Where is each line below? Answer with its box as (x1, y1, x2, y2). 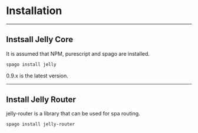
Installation (6, 4, 62, 18)
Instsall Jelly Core (6, 35, 74, 45)
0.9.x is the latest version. (6, 72, 69, 79)
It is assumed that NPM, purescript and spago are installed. (6, 50, 150, 57)
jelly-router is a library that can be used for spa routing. (6, 110, 140, 117)
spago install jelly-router (6, 121, 75, 127)
